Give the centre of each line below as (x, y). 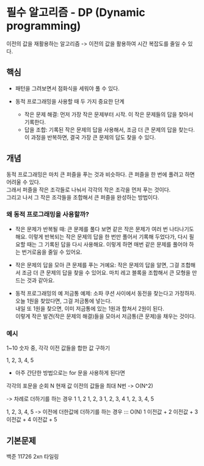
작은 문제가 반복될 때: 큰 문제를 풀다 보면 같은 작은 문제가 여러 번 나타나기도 (104, 229)
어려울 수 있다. (24, 182)
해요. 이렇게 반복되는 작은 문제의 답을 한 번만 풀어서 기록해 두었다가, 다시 (101, 237)
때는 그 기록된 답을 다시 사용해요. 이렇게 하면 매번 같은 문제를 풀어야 (107, 244)
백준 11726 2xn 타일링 (33, 456)
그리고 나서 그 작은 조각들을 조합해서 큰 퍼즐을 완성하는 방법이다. (83, 197)
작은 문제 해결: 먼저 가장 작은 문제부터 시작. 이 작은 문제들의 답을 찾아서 (109, 114)
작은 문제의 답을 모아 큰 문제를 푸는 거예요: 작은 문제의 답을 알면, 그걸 (97, 265)
